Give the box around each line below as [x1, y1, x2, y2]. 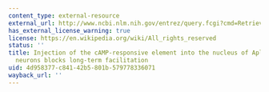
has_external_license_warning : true [8, 26, 130, 34]
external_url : [8, 19, 56, 27]
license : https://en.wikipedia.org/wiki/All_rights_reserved [8, 34, 217, 42]
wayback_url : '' [8, 71, 62, 79]
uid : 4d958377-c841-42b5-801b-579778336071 [8, 64, 156, 72]
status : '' [8, 42, 45, 50]
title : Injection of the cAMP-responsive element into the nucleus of [8, 49, 249, 57]
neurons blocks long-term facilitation [15, 57, 149, 65]
